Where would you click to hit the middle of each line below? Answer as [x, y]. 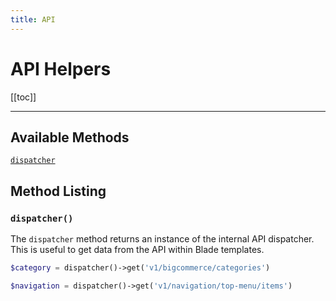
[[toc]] [23, 97]
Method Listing [58, 191]
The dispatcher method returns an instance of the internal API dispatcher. [162, 239]
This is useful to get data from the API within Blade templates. [137, 250]
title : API [33, 19]
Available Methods [70, 137]
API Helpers [61, 68]
